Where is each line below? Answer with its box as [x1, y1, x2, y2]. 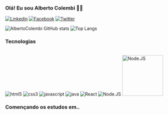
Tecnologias [5, 38, 36, 45]
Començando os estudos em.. [5, 103, 80, 110]
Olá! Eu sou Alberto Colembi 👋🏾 [5, 4, 83, 11]
